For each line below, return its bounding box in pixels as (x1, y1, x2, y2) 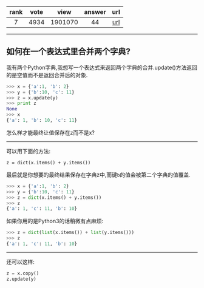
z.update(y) (6, 276, 36, 282)
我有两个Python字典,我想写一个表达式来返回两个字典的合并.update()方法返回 (6, 64, 197, 71)
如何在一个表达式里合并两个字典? (6, 47, 131, 57)
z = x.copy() (6, 270, 39, 276)
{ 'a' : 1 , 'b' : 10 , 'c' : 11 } (6, 118, 78, 124)
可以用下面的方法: (6, 147, 51, 155)
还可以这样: (6, 258, 35, 266)
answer (84, 8, 106, 16)
